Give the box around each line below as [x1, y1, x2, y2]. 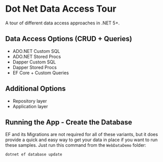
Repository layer [12, 98, 47, 104]
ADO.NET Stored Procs [12, 53, 61, 59]
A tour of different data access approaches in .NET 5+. [5, 20, 120, 26]
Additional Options [5, 84, 66, 93]
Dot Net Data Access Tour [5, 3, 117, 15]
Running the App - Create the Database [5, 118, 133, 126]
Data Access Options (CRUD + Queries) [5, 35, 133, 43]
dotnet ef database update [5, 152, 62, 157]
